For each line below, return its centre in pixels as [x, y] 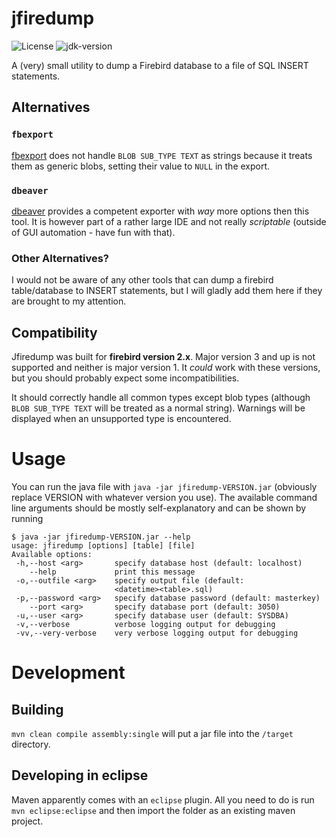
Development [68, 673]
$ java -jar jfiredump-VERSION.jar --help [101, 537]
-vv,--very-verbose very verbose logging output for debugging [157, 633]
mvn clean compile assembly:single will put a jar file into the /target [152, 733]
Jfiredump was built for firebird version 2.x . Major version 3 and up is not [163, 357]
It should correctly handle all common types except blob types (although [161, 398]
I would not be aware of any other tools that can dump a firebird [142, 280]
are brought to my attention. [69, 301]
